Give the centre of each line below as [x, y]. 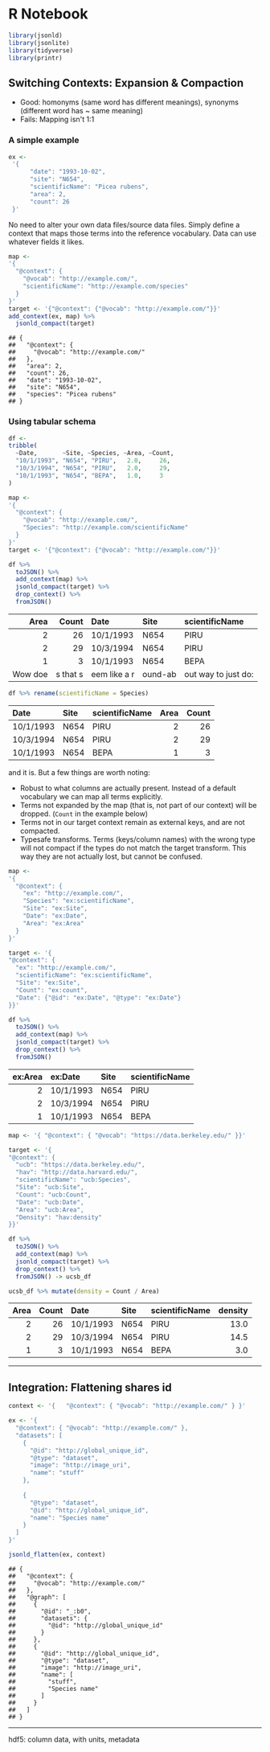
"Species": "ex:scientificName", [79, 901]
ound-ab [159, 674]
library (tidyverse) [41, 50]
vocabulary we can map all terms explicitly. [91, 796]
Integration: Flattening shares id [90, 1387]
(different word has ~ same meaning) [81, 111]
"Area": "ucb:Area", [50, 1210]
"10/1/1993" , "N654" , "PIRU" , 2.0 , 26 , [93, 461]
